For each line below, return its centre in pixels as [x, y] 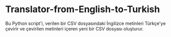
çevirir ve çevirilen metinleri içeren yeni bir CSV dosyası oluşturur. [75, 28]
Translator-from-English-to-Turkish [83, 9]
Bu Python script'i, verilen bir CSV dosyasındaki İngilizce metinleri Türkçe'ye [86, 23]
